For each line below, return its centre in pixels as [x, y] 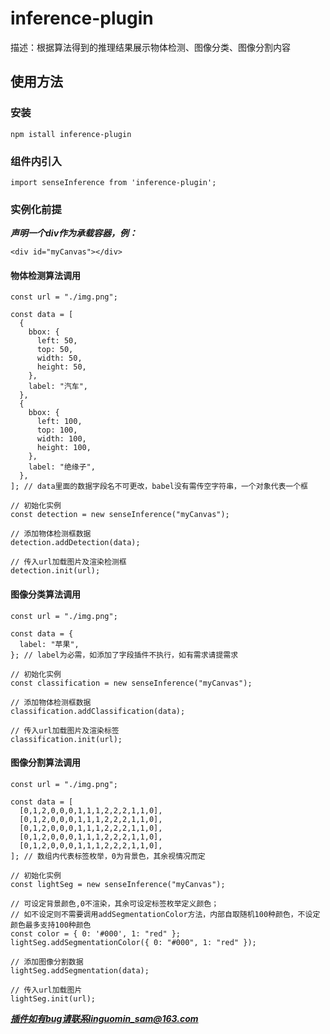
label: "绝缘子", [62, 467]
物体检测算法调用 [45, 275]
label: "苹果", [49, 644]
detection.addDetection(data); [75, 543]
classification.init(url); [66, 739]
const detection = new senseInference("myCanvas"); [120, 515]
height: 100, [64, 448]
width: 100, [61, 439]
